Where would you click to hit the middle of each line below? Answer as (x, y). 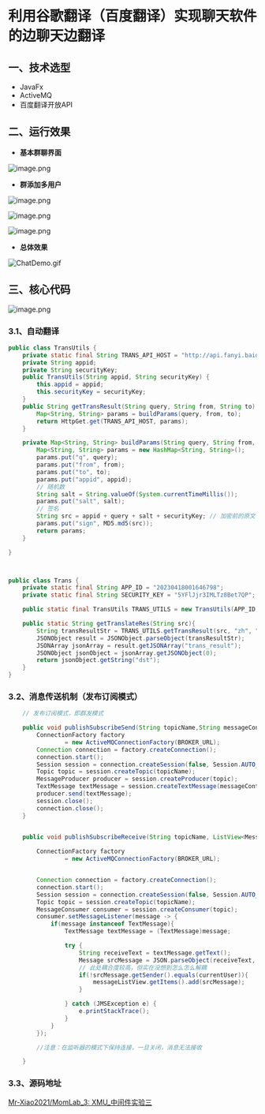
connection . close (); (70, 808)
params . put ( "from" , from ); (81, 465)
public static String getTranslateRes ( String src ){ (109, 624)
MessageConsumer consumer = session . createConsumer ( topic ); (137, 909)
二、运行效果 (39, 132)
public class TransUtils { (52, 348)
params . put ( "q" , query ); (77, 458)
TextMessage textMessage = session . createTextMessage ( (129, 787)
